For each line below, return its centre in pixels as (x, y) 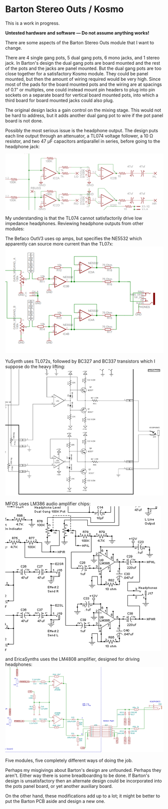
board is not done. (24, 121)
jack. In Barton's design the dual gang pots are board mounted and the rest (83, 63)
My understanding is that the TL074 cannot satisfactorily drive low (74, 218)
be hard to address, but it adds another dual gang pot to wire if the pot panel (84, 115)
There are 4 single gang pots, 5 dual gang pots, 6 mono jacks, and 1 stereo (82, 57)
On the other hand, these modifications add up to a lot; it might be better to (83, 796)
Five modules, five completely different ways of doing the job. (69, 760)
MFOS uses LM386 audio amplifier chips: (48, 504)
